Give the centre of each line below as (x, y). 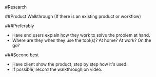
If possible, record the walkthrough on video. (57, 69)
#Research (16, 7)
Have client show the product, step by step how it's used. (70, 64)
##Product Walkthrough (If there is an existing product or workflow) (73, 16)
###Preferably (19, 26)
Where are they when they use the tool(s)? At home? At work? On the (82, 40)
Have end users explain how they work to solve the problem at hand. (81, 35)
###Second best (22, 55)
